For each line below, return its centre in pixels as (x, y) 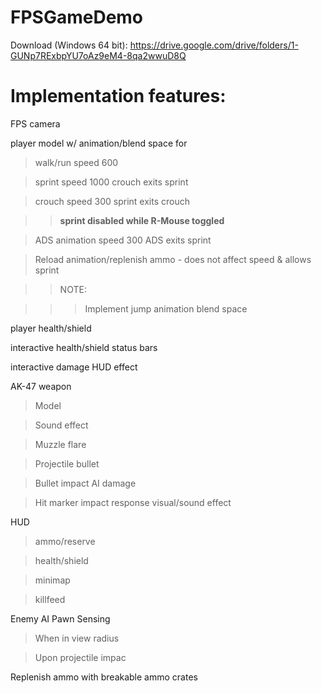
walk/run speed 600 (76, 162)
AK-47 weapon (41, 386)
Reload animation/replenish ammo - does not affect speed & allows (173, 259)
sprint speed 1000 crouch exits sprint (111, 182)
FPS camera (35, 123)
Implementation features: (118, 96)
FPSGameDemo (77, 17)
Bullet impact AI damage (85, 483)
